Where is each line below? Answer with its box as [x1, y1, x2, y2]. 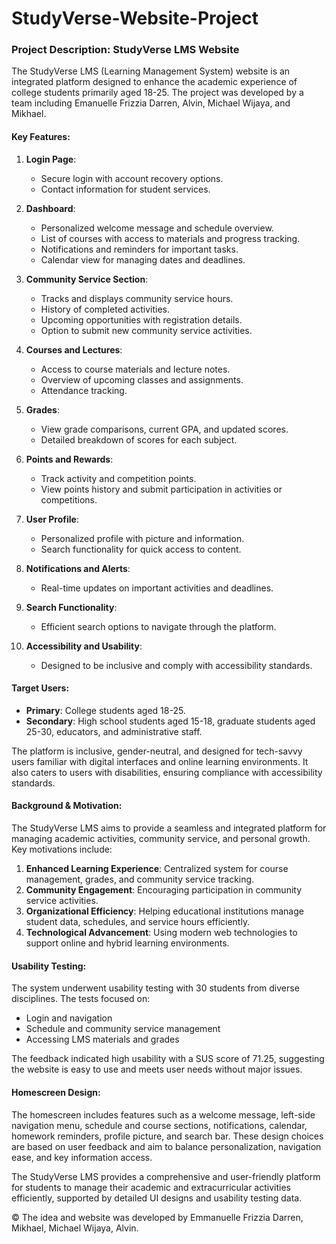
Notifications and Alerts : [25, 562, 131, 574]
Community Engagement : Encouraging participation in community [25, 884, 303, 896]
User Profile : [25, 513, 79, 525]
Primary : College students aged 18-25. [25, 704, 186, 716]
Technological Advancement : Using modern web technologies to [25, 927, 298, 939]
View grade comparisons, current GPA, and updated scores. [40, 423, 289, 435]
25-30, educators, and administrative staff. [25, 725, 203, 737]
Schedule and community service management [25, 1023, 221, 1035]
